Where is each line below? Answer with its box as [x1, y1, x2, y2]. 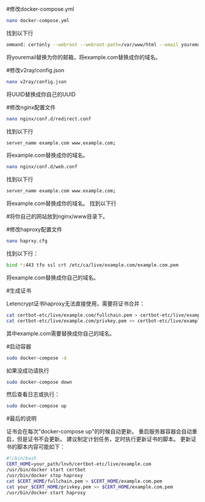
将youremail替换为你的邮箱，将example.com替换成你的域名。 [6, 53, 161, 61]
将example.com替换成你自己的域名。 [6, 274, 99, 281]
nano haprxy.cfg [6, 238, 48, 244]
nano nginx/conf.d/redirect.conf [6, 116, 92, 122]
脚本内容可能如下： [16, 443, 65, 451]
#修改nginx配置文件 [6, 103, 56, 111]
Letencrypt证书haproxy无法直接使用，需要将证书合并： [6, 299, 145, 307]
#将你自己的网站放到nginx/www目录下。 [6, 213, 109, 220]
